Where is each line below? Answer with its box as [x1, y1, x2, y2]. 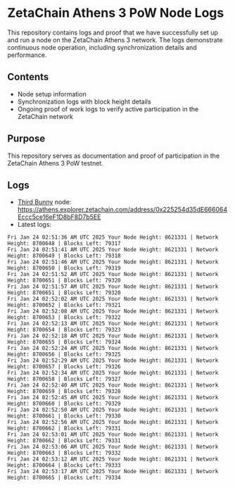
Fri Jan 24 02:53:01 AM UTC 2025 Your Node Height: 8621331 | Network [7, 431, 219, 438]
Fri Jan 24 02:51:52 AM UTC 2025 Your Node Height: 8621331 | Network [7, 271, 219, 278]
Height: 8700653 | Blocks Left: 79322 [7, 314, 121, 321]
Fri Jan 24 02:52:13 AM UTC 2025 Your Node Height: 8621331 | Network [7, 320, 219, 327]
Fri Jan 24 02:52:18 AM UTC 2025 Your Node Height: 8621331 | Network [7, 332, 219, 339]
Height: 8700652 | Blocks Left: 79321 [7, 301, 121, 309]
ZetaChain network [17, 112, 74, 120]
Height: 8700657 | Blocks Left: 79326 [7, 363, 121, 370]
